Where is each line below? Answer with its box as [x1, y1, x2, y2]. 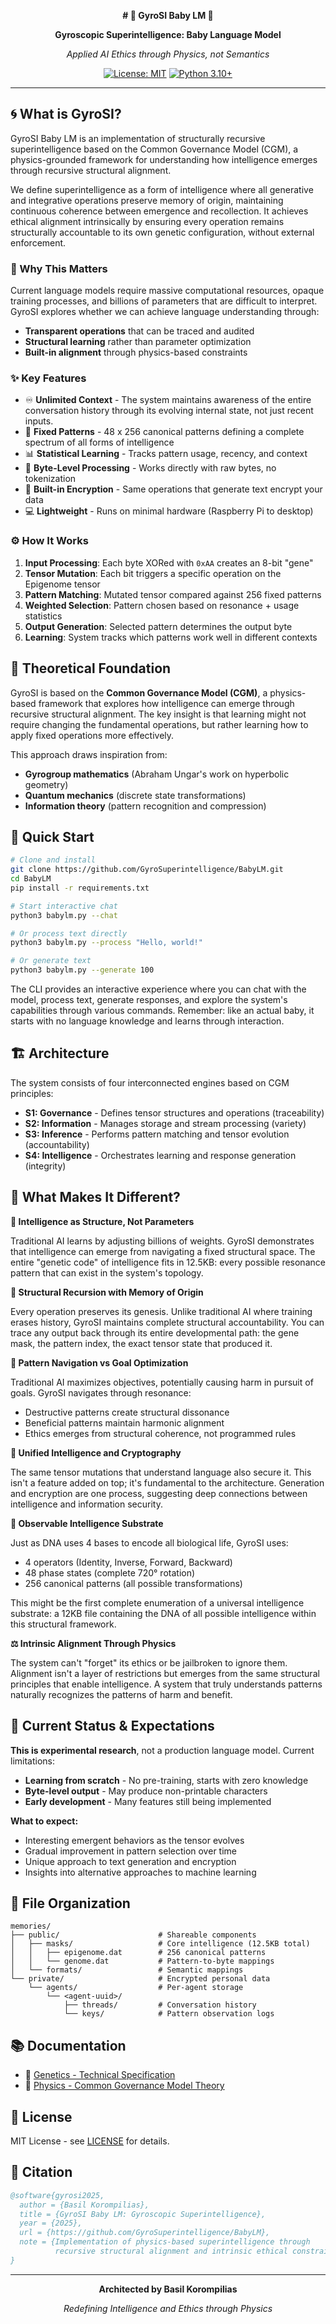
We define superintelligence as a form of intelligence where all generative [10, 183, 314, 195]
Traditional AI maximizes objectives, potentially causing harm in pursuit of [10, 1376, 314, 1388]
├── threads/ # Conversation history [63, 2000, 257, 2010]
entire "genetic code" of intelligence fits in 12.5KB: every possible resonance [10, 1256, 326, 1268]
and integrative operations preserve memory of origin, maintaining [10, 194, 284, 206]
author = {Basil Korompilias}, [19, 2200, 150, 2210]
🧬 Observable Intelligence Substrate [10, 1517, 164, 1529]
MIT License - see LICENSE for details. [10, 2135, 170, 2147]
